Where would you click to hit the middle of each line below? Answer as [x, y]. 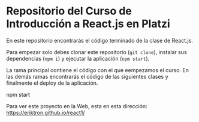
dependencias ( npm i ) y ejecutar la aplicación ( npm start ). [78, 58]
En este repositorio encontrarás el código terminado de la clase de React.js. [100, 40]
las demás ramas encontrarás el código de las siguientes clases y [88, 76]
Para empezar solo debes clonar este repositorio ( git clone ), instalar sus [97, 52]
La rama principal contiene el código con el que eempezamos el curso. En [97, 70]
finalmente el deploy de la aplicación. [52, 83]
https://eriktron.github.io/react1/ [46, 112]
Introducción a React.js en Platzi [88, 24]
